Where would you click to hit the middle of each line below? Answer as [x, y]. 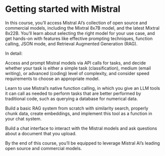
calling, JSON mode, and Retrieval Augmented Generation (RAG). [71, 43]
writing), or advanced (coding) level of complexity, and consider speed [77, 73]
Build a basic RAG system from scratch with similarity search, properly [77, 108]
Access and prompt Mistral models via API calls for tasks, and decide [76, 63]
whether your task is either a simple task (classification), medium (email [78, 68]
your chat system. [23, 118]
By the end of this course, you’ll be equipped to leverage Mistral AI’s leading [82, 143]
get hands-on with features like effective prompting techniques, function [79, 39]
